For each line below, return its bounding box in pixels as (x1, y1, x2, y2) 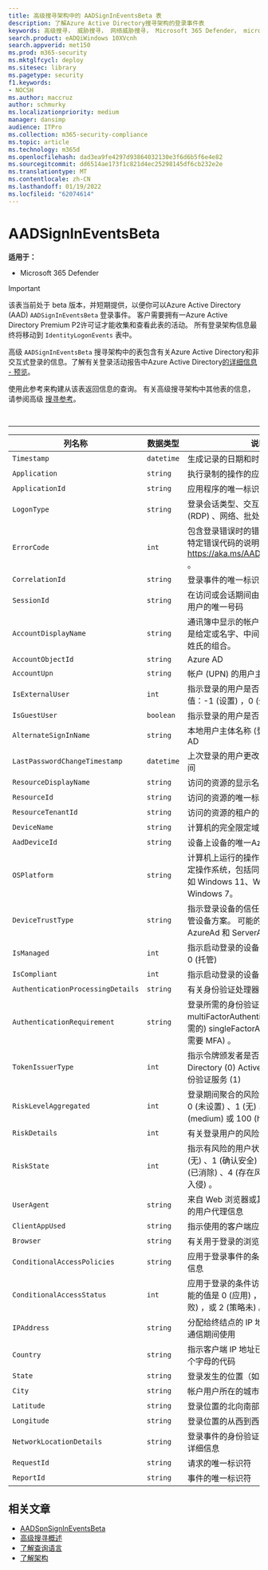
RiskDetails (12, 1128, 58, 1138)
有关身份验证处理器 (187, 984, 260, 995)
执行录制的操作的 (187, 468, 252, 480)
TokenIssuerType (12, 1062, 74, 1071)
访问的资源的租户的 (187, 807, 260, 818)
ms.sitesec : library (8, 64, 77, 72)
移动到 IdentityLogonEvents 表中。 (22, 329, 136, 340)
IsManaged (12, 948, 49, 958)
